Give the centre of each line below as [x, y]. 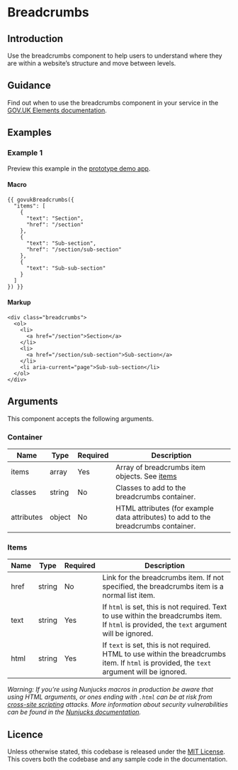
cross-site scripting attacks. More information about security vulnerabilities [118, 705]
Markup [19, 302]
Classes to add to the [151, 488]
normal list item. [129, 596]
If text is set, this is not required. [157, 646]
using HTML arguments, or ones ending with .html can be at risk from [110, 697]
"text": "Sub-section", [61, 243]
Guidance [29, 86]
